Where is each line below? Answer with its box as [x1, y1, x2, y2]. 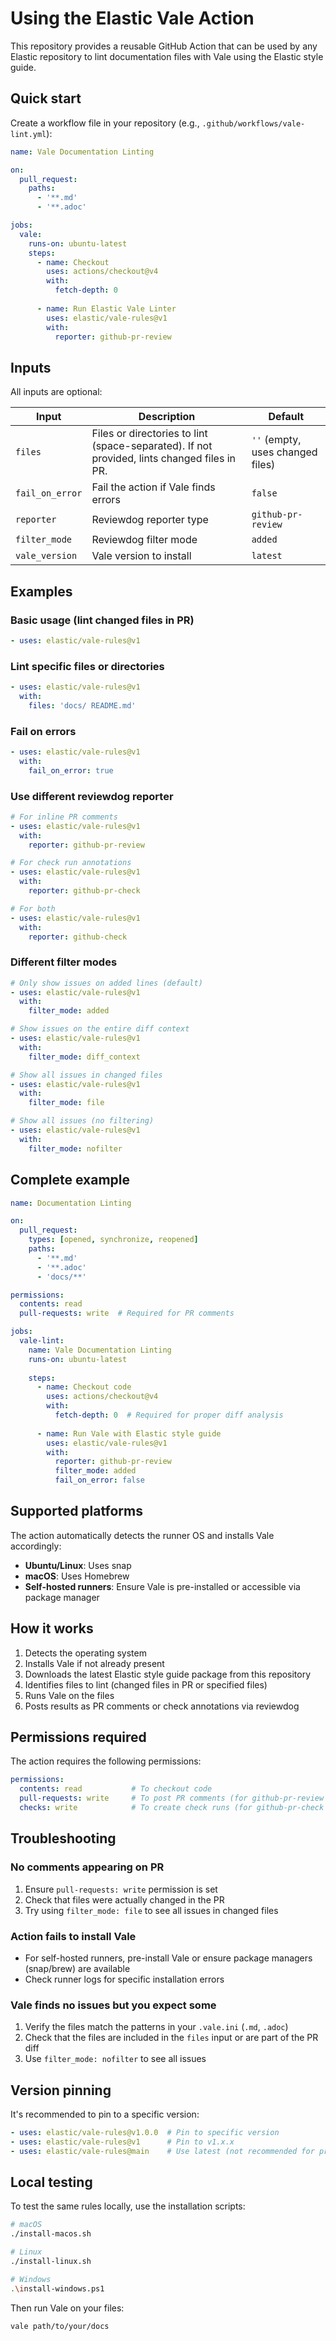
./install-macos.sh [10, 2229, 92, 2239]
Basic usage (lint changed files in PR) [10, 613, 195, 627]
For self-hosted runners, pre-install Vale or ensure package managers [24, 1952, 313, 1964]
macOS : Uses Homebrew [24, 1570, 130, 1582]
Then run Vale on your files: [10, 2302, 125, 2314]
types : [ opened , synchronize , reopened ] [28, 1235, 199, 1245]
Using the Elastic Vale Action [10, 7, 255, 30]
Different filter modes [10, 955, 118, 969]
